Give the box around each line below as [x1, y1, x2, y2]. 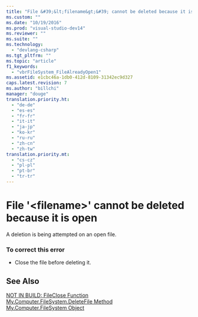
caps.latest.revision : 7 [6, 80, 67, 86]
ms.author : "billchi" [6, 86, 60, 91]
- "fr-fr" [11, 113, 35, 119]
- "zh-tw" [11, 146, 35, 152]
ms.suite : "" [6, 36, 38, 42]
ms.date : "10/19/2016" [6, 19, 62, 25]
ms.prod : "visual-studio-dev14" [6, 25, 85, 31]
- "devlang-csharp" [11, 47, 60, 53]
